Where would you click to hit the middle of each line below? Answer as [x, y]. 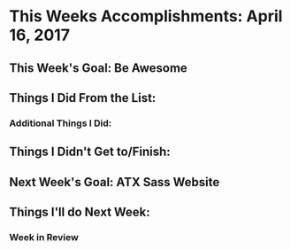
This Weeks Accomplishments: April [146, 16]
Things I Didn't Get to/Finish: [90, 152]
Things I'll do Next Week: [80, 212]
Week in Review [44, 237]
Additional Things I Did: [61, 123]
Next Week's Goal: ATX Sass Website [115, 182]
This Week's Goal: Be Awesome [98, 68]
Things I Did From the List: [83, 98]
